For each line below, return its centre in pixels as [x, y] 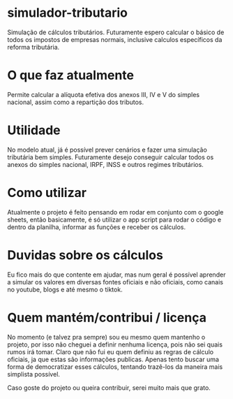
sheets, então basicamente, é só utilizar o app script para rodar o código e [114, 219]
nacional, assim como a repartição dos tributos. [76, 102]
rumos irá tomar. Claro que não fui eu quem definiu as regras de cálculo [111, 351]
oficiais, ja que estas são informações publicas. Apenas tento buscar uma [113, 359]
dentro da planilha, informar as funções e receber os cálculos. [97, 227]
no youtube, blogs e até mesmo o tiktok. [65, 289]
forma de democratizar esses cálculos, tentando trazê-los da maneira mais [115, 367]
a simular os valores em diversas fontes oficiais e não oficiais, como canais [115, 282]
